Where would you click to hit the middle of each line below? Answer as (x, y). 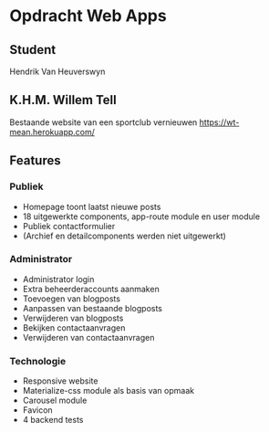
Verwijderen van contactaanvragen (88, 337)
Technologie (38, 361)
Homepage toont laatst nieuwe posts (92, 206)
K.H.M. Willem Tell (63, 100)
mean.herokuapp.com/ (52, 132)
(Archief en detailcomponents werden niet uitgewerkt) (124, 236)
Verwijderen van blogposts (73, 318)
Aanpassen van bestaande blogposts (92, 308)
